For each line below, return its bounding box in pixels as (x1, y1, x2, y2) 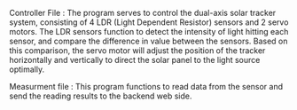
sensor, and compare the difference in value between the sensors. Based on (9, 35, 288, 46)
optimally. (9, 64, 45, 75)
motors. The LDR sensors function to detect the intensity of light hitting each (9, 27, 289, 36)
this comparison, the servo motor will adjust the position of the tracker (9, 45, 266, 56)
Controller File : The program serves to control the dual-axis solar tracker (9, 8, 277, 18)
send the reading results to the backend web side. (9, 90, 192, 101)
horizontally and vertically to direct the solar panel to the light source (9, 55, 261, 65)
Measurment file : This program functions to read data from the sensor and (9, 82, 284, 91)
